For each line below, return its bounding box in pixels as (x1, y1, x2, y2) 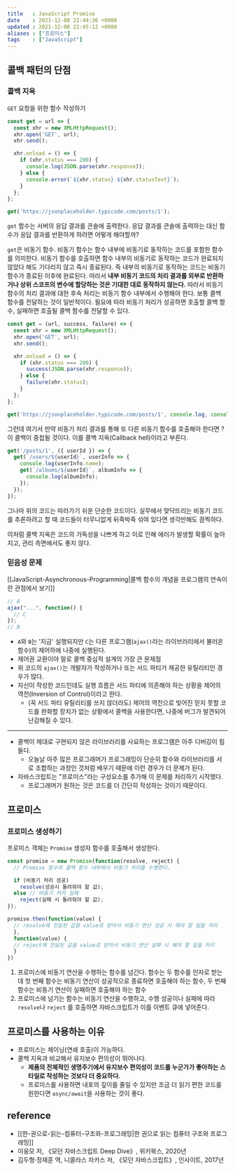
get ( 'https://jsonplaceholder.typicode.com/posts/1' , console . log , (7, 411, 208, 418)
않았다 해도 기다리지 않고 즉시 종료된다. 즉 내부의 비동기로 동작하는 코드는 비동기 (7, 263, 226, 272)
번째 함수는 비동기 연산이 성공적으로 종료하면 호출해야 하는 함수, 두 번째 (32, 977, 227, 986)
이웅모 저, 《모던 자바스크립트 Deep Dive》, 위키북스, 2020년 (17, 1147, 187, 1155)
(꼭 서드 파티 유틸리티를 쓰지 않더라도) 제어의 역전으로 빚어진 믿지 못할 (27, 699, 219, 707)
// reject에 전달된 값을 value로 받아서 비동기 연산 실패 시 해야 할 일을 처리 (13, 941, 215, 948)
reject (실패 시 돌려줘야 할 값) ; (20, 897, 104, 904)
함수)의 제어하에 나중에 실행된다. (17, 646, 106, 654)
